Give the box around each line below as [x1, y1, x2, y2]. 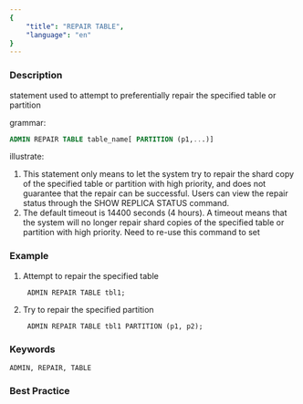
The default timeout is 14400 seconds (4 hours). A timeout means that [22, 207, 287, 219]
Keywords [9, 343, 56, 356]
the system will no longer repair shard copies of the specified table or [22, 217, 285, 228]
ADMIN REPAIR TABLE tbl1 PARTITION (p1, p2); [26, 321, 204, 331]
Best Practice [9, 384, 70, 397]
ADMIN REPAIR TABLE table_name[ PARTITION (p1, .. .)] [9, 134, 214, 144]
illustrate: [9, 151, 45, 162]
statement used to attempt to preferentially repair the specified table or [9, 89, 277, 100]
